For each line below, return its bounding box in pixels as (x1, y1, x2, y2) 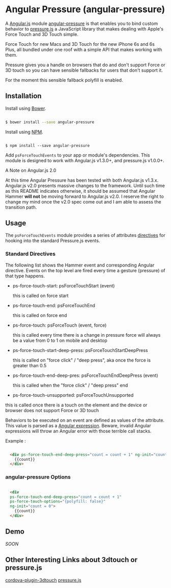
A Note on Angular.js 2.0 (5, 167, 56, 173)
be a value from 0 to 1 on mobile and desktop (12, 337, 108, 343)
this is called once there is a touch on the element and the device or (5, 402, 148, 408)
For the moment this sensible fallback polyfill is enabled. (5, 77, 123, 83)
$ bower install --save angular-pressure (5, 120, 95, 125)
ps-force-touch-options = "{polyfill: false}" (10, 499, 106, 504)
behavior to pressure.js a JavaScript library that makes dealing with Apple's (5, 25, 164, 32)
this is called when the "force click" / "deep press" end (12, 382, 128, 388)
